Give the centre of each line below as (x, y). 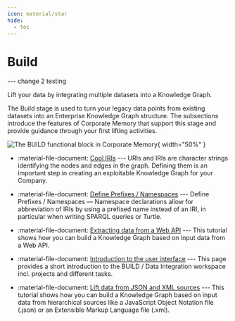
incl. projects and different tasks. (65, 274)
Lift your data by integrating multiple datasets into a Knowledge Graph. (110, 95)
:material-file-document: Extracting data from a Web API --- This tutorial (122, 230)
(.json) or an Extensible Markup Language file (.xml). (94, 310)
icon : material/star (38, 14)
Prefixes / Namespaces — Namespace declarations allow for (106, 202)
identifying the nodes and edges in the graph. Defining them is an (113, 165)
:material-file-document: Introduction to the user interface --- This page (122, 259)
